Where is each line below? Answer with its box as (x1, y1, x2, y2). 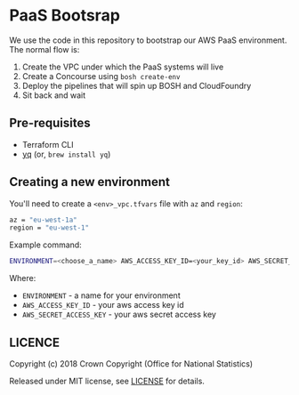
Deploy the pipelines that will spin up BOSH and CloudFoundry (21, 80, 252, 91)
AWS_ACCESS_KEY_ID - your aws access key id (21, 300, 184, 310)
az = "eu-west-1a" (9, 215, 77, 224)
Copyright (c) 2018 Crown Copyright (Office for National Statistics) (9, 359, 254, 369)
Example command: (9, 239, 82, 250)
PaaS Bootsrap (9, 5, 120, 26)
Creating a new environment (9, 174, 171, 189)
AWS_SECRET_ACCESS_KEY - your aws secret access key (21, 309, 216, 320)
